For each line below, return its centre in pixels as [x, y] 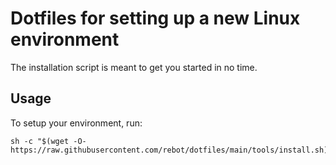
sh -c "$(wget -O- [48, 141]
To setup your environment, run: [76, 123]
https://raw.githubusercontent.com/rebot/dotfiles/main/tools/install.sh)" [171, 150]
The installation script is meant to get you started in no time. [134, 67]
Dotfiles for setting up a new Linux [155, 18]
